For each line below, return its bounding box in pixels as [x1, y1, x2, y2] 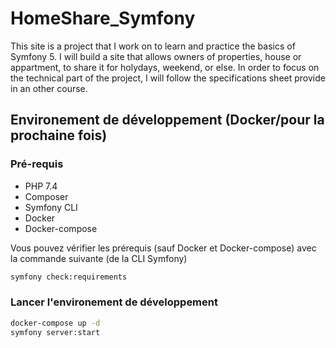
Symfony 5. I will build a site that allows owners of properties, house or [10, 50, 302, 62]
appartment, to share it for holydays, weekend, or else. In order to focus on [10, 61, 320, 73]
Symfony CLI [24, 201, 78, 213]
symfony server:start [10, 327, 101, 337]
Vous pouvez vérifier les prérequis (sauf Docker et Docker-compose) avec [10, 242, 317, 254]
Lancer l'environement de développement [10, 295, 218, 309]
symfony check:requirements [10, 272, 128, 282]
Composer [24, 190, 69, 202]
